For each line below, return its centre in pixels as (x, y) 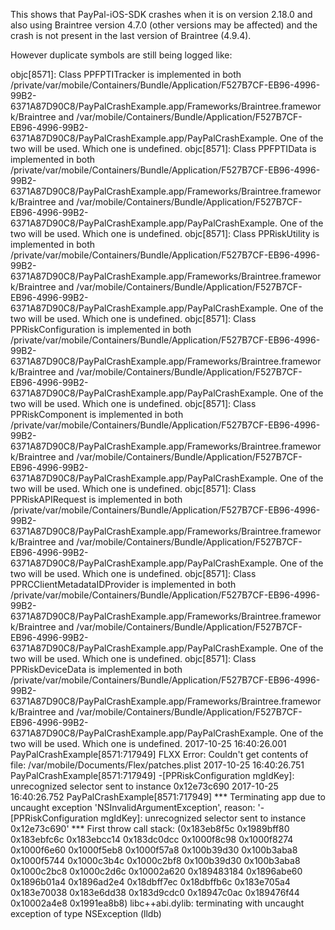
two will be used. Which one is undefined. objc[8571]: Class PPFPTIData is (163, 148)
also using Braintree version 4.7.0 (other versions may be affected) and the (164, 25)
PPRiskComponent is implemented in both (97, 414)
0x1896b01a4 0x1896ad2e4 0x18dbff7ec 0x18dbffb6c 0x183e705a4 (150, 882)
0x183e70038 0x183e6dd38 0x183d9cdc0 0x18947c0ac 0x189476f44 (155, 892)
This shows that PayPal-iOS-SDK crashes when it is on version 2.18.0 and (161, 14)
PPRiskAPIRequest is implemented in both (96, 499)
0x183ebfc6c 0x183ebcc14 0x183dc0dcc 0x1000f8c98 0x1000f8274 (152, 839)
